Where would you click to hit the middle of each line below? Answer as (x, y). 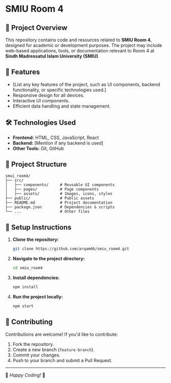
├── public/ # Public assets (50, 198)
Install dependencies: (36, 278)
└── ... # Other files (48, 212)
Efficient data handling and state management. (62, 106)
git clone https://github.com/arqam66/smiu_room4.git (71, 249)
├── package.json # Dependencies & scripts (60, 207)
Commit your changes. (36, 355)
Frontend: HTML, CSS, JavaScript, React (56, 138)
